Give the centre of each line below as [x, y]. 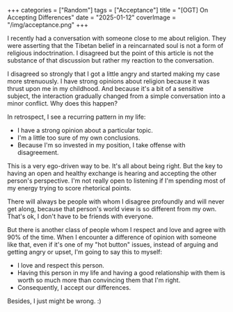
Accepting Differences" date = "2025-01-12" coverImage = [91, 17]
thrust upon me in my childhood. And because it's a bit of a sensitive [105, 89]
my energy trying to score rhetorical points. [70, 188]
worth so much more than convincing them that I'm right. [99, 280]
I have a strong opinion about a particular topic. [85, 130]
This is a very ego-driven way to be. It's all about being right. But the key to [115, 166]
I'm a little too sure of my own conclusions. [79, 138]
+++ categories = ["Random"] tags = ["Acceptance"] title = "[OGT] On [108, 10]
